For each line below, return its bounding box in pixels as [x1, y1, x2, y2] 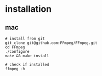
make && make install [5, 53, 50, 58]
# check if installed [5, 62, 50, 67]
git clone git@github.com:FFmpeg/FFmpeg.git [5, 40, 98, 45]
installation [5, 3, 52, 15]
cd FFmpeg [5, 45, 25, 50]
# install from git [5, 36, 45, 41]
